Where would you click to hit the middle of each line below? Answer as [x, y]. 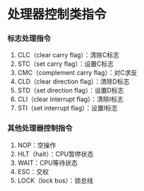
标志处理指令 [29, 38]
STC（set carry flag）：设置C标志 [66, 64]
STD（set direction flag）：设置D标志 [71, 91]
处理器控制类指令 [57, 15]
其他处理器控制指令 [40, 128]
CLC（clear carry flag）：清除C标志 [68, 55]
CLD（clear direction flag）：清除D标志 [73, 81]
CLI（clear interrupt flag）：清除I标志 [70, 99]
